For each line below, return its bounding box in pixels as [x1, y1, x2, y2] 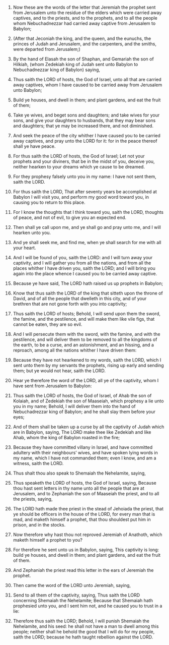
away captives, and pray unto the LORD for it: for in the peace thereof [13, 138, 157, 144]
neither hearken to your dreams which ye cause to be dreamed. [13, 164, 145, 169]
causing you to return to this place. [13, 199, 86, 205]
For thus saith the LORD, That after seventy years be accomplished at [13, 189, 157, 195]
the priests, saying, [13, 496, 53, 502]
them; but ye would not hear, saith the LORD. [13, 368, 106, 374]
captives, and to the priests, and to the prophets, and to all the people [13, 15, 157, 21]
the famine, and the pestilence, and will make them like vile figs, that [13, 316, 155, 322]
